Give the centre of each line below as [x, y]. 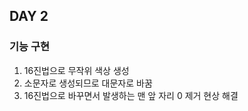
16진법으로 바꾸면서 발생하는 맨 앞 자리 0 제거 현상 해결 [131, 95]
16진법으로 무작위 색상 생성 [76, 70]
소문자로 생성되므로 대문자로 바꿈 [88, 83]
